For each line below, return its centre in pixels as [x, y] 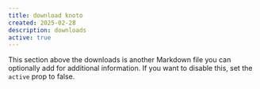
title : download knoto [46, 15]
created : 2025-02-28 [42, 23]
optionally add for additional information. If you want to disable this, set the [130, 69]
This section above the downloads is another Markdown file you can [120, 60]
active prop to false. [42, 76]
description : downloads [48, 30]
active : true [30, 37]
